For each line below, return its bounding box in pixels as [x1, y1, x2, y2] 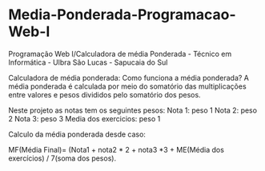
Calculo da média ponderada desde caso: [8, 129, 147, 139]
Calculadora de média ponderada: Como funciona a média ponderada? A [8, 73, 250, 82]
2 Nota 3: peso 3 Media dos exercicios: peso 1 [8, 113, 161, 123]
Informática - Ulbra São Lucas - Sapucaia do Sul [8, 58, 168, 67]
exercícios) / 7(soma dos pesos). [8, 153, 117, 163]
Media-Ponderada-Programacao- [8, 6, 236, 24]
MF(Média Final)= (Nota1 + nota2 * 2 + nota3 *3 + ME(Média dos [8, 145, 224, 154]
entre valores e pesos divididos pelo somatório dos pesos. [8, 89, 202, 99]
